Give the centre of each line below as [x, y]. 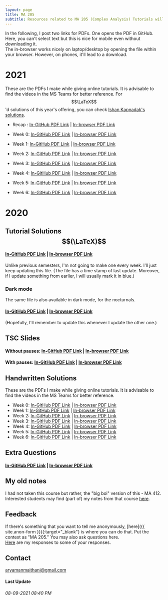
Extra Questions [31, 453]
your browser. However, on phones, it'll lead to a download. [66, 55]
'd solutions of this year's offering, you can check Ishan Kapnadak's [75, 110]
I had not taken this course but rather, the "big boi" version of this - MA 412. [83, 493]
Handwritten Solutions [41, 378]
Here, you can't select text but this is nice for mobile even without [73, 39]
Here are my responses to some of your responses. [58, 542]
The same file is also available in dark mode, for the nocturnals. [70, 300]
